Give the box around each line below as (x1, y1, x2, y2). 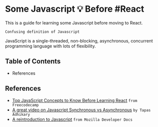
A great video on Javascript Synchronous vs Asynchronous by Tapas (12, 106, 151, 113)
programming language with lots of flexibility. (5, 43, 96, 49)
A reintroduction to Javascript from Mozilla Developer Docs (12, 116, 133, 122)
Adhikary (12, 112, 30, 117)
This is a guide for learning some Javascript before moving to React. (5, 20, 143, 25)
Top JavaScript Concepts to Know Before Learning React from (12, 97, 137, 103)
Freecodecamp (12, 103, 39, 107)
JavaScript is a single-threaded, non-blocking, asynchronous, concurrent (5, 38, 153, 43)
